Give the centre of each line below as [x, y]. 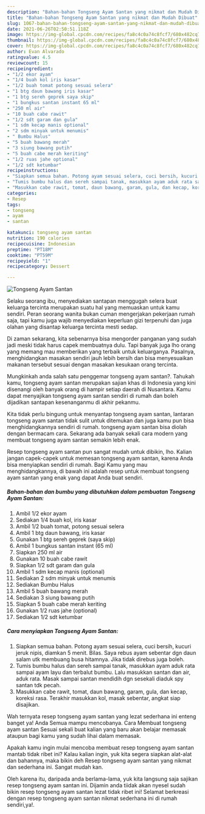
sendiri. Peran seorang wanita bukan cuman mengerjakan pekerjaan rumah [101, 314]
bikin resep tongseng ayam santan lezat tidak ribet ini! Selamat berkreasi [98, 792]
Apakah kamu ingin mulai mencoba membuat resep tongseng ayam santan [100, 748]
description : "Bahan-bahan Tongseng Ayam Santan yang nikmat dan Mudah [99, 12]
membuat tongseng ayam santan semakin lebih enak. [74, 440]
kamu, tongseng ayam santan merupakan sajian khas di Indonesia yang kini [102, 383]
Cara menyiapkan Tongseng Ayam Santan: [63, 631]
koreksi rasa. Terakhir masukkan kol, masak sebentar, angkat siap [98, 698]
